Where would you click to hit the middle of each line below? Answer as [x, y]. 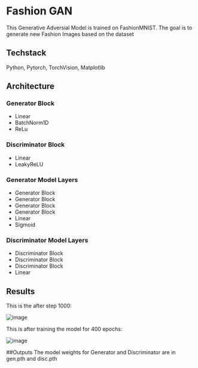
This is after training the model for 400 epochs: [64, 329]
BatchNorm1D [32, 123]
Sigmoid [25, 225]
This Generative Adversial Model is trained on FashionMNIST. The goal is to [99, 28]
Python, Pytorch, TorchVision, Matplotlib [56, 67]
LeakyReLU [29, 164]
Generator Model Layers [42, 179]
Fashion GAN [39, 11]
